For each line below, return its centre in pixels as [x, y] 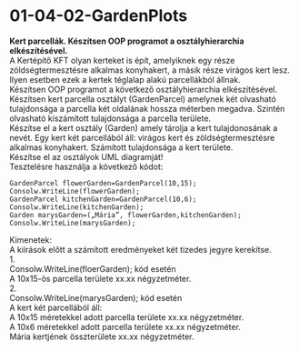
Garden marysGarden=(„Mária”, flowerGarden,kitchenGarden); [126, 215]
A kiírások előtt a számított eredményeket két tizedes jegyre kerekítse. [140, 249]
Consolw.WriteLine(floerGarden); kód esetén [93, 268]
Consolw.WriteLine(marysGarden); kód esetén [96, 297]
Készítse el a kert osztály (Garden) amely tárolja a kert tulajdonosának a [144, 127]
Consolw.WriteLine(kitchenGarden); [77, 207]
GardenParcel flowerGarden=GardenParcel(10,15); [103, 183]
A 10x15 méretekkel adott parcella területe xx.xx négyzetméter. [127, 317]
